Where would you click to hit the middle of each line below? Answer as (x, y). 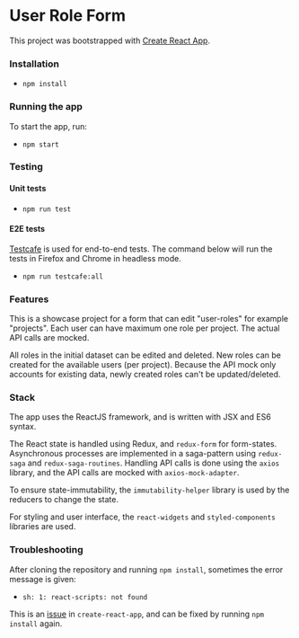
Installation (35, 64)
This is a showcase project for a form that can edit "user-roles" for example (149, 319)
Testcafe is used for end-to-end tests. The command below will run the (141, 249)
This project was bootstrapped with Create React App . (110, 40)
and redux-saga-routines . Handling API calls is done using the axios (154, 463)
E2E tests (27, 229)
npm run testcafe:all (62, 276)
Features (29, 299)
